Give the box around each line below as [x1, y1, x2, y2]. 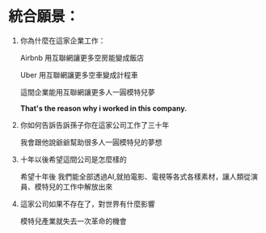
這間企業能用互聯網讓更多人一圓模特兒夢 [19, 87, 155, 97]
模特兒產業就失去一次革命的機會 [19, 216, 127, 226]
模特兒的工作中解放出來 [34, 181, 113, 191]
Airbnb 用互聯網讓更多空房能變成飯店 [19, 53, 144, 62]
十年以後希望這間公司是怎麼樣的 [19, 155, 127, 164]
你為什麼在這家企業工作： [19, 36, 106, 45]
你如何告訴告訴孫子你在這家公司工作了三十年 [19, 120, 170, 129]
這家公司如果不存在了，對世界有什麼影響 [19, 199, 155, 209]
